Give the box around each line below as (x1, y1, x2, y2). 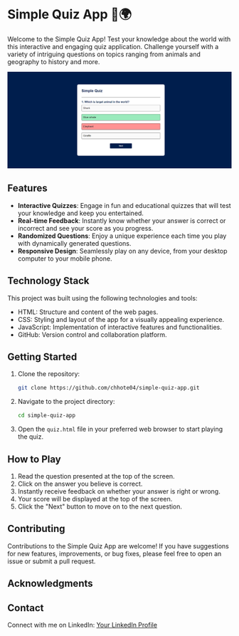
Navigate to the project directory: (17, 397, 115, 406)
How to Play (7, 453, 62, 465)
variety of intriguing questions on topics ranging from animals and (7, 50, 201, 58)
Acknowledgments (7, 578, 94, 590)
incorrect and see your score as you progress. (17, 224, 154, 232)
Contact (7, 602, 44, 614)
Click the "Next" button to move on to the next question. (17, 502, 183, 511)
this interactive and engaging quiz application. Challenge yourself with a (7, 42, 219, 51)
